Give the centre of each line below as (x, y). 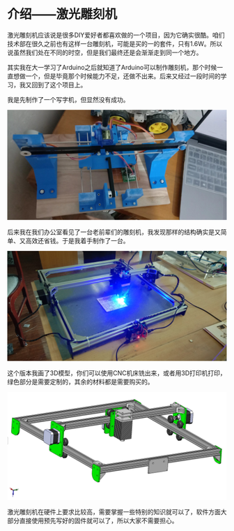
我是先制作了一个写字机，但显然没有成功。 (68, 99)
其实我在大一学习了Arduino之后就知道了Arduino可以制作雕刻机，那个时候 (112, 67)
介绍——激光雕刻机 (62, 14)
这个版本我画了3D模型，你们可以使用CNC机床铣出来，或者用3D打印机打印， (117, 373)
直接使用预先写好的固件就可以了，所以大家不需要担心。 (99, 521)
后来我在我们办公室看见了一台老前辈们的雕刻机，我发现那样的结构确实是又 (114, 232)
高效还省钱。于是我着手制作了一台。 (77, 240)
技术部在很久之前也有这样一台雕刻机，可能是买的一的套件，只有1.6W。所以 (115, 43)
